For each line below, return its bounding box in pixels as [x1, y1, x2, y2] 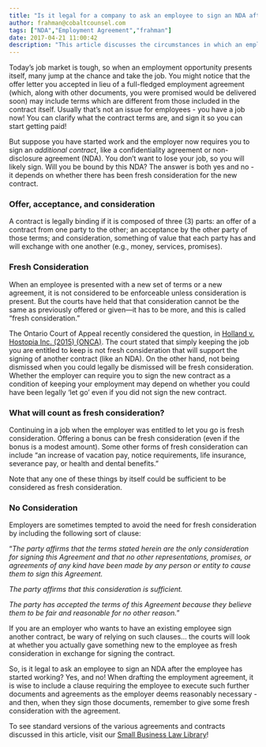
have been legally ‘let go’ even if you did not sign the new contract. [9, 387, 227, 396]
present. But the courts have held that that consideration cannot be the [9, 296, 240, 305]
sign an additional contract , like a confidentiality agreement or [9, 146, 212, 155]
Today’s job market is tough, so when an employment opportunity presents [9, 63, 253, 72]
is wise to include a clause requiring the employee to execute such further [9, 681, 250, 691]
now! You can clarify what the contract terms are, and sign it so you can [9, 113, 243, 123]
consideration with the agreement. [9, 706, 121, 716]
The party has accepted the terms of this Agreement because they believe [9, 600, 252, 609]
